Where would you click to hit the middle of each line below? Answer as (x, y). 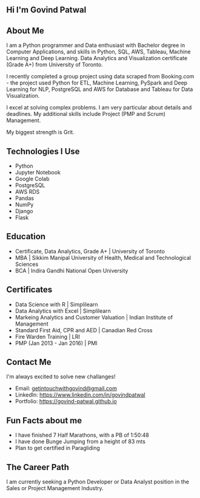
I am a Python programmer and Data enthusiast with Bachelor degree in (96, 46)
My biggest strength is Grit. (40, 132)
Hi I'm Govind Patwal (46, 10)
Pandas (25, 198)
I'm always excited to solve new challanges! (61, 377)
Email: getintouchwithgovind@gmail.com (66, 389)
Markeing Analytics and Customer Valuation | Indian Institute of (94, 317)
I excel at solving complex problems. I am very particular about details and (99, 107)
